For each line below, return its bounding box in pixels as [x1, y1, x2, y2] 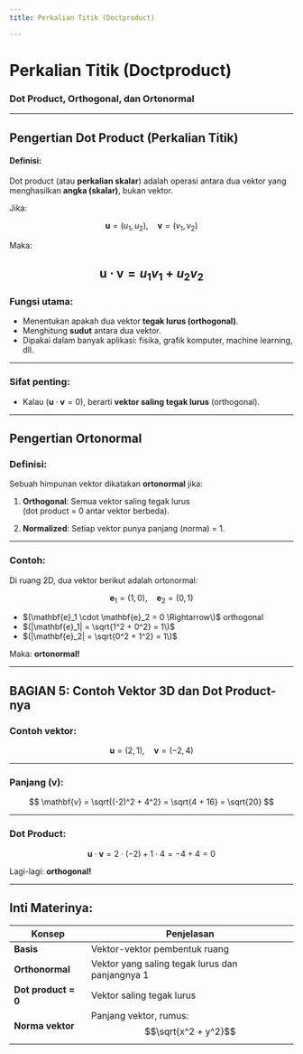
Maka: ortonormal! [9, 648, 80, 660]
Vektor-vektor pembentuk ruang [90, 942, 230, 955]
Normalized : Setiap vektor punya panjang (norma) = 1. [22, 523, 225, 534]
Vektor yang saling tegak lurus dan [90, 957, 238, 970]
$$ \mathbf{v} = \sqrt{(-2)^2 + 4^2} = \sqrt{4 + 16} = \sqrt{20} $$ [28, 796, 275, 807]
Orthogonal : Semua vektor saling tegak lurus [22, 496, 191, 507]
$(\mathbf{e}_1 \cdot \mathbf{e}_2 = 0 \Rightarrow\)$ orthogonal [22, 612, 264, 623]
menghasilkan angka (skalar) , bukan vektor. [9, 184, 174, 195]
